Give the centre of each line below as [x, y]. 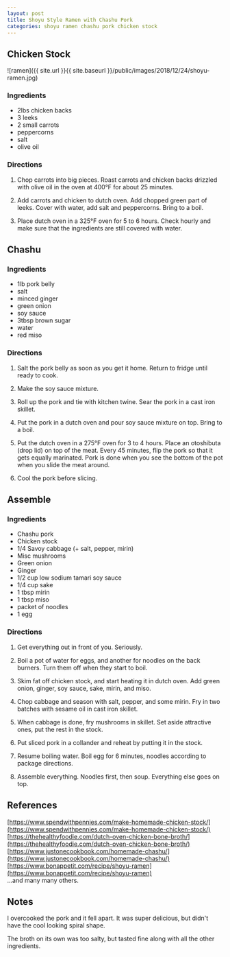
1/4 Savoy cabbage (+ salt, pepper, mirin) [75, 549]
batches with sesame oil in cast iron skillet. [77, 709]
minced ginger [37, 298]
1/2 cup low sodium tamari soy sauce [69, 578]
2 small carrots [38, 125]
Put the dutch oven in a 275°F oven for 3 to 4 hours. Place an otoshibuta [119, 442]
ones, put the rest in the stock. [60, 729]
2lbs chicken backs [44, 110]
